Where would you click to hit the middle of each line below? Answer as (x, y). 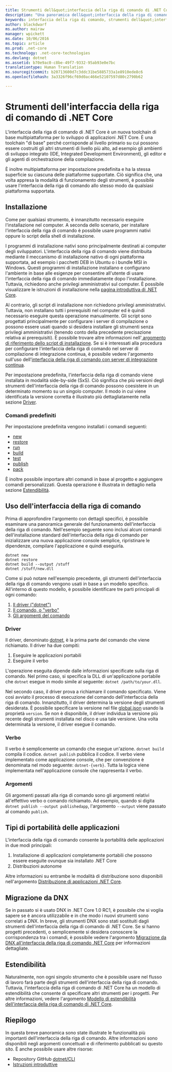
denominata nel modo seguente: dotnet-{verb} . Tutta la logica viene (77, 765)
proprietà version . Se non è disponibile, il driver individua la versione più (82, 714)
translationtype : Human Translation (44, 67)
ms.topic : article (25, 44)
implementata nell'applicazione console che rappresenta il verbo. (74, 771)
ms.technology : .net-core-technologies (48, 53)
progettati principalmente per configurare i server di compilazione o (77, 321)
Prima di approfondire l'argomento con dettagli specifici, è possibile (77, 519)
